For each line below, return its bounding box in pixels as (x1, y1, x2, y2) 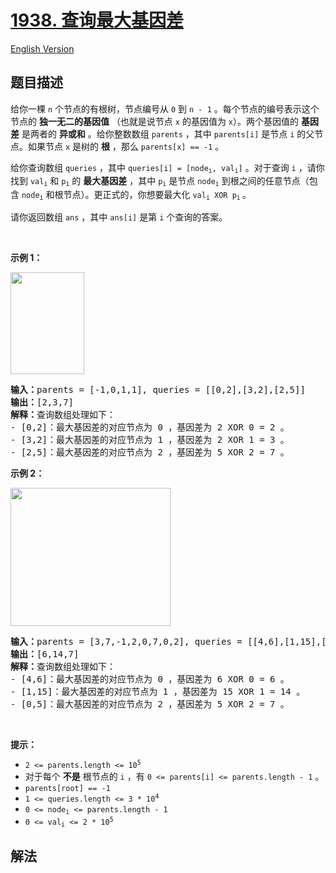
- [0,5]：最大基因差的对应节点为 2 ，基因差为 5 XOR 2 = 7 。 (10, 699, 290, 710)
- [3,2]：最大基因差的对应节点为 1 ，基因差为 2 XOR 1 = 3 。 (10, 434, 290, 446)
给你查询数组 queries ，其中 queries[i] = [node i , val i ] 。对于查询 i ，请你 (10, 161, 325, 175)
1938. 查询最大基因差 (10, 9, 185, 32)
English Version (10, 42, 75, 55)
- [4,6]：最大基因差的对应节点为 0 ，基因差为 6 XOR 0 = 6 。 (10, 674, 290, 685)
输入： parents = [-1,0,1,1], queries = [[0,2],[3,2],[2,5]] (10, 384, 306, 396)
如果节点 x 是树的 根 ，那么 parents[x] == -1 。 (27, 140, 225, 152)
